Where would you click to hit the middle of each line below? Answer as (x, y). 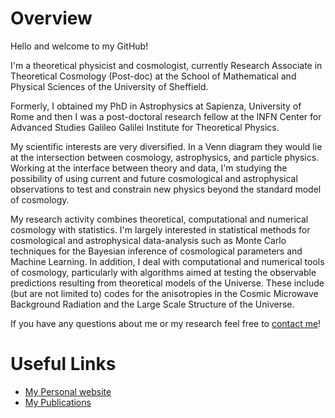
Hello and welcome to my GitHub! (79, 46)
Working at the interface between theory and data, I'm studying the (149, 168)
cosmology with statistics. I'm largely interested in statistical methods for (160, 229)
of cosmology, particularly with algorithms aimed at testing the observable (163, 272)
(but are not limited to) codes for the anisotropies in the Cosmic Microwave (164, 293)
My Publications (58, 402)
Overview (51, 18)
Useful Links (63, 364)
